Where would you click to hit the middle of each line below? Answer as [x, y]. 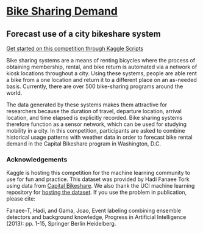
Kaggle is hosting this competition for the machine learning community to [98, 173]
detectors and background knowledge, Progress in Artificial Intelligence [96, 217]
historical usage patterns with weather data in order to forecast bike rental [100, 137]
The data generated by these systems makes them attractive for [87, 105]
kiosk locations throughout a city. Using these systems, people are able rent [101, 73]
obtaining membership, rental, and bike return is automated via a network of [102, 67]
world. [14, 93]
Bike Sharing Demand [62, 11]
